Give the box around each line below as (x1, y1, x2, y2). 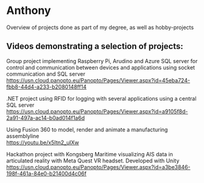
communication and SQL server (6, 70, 86, 78)
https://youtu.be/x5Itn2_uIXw (6, 139, 80, 146)
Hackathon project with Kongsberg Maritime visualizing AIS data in (6, 150, 173, 158)
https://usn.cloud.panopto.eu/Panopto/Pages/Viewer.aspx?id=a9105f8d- (6, 107, 188, 115)
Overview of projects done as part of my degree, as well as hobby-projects (6, 24, 194, 31)
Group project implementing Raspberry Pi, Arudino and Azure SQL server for (6, 57, 198, 64)
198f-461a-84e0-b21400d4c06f (6, 170, 87, 177)
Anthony (6, 4, 52, 18)
